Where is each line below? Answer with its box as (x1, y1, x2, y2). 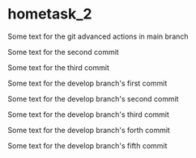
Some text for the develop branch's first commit (7, 78, 168, 88)
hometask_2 (7, 5, 92, 23)
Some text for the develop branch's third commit (7, 110, 169, 119)
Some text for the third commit (7, 62, 110, 73)
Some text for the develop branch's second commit (7, 94, 179, 103)
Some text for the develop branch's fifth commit (7, 140, 168, 150)
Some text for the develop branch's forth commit (7, 125, 171, 135)
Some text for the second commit (7, 47, 119, 56)
